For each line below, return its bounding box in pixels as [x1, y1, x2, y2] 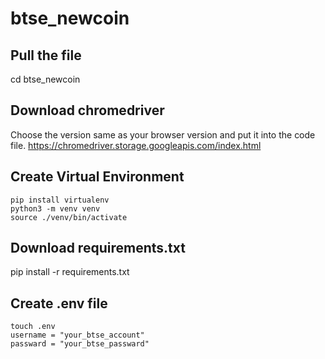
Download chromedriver [10, 102, 165, 119]
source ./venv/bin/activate [10, 212, 128, 222]
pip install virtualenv [10, 195, 110, 205]
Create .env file [10, 295, 108, 312]
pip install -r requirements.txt [10, 266, 130, 278]
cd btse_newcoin [10, 73, 81, 85]
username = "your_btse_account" [10, 330, 145, 341]
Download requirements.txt [10, 240, 186, 257]
